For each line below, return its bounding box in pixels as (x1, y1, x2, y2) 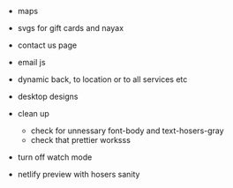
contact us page (17, 40, 78, 50)
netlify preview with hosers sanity (17, 169, 140, 179)
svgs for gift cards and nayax (17, 23, 124, 33)
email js (17, 57, 46, 67)
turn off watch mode (17, 152, 93, 162)
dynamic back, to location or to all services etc (17, 74, 188, 85)
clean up (17, 109, 50, 118)
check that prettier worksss (30, 135, 131, 145)
